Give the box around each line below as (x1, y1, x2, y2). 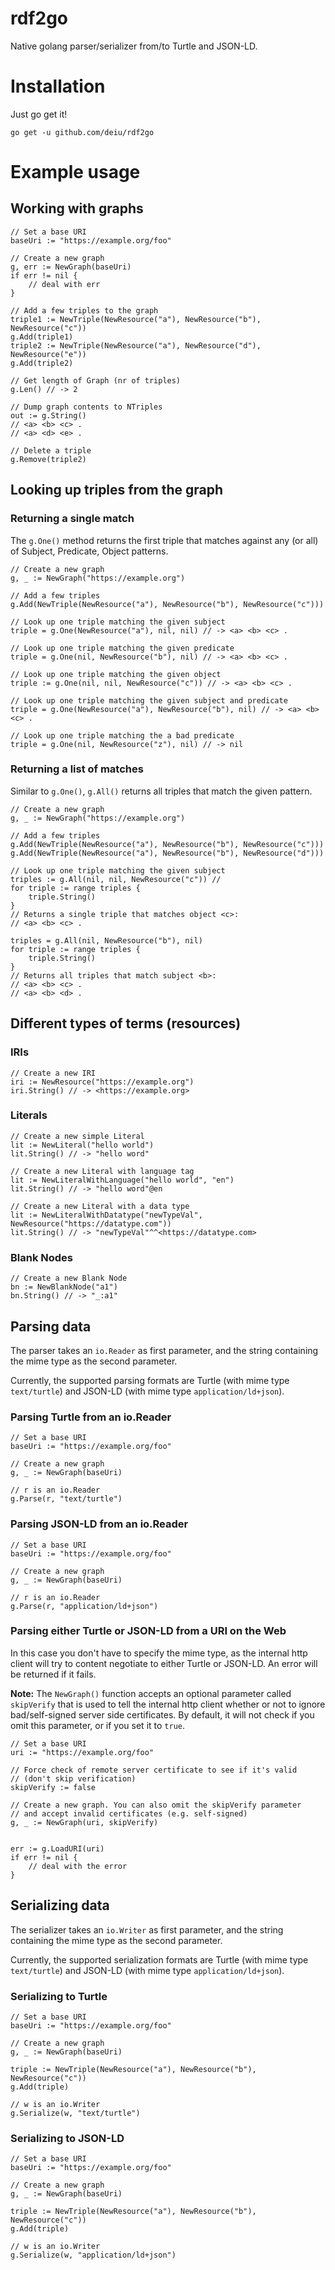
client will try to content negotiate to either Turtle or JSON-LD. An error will (10, 1657, 318, 1669)
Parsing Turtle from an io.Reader (10, 1410, 172, 1424)
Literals (10, 1108, 48, 1122)
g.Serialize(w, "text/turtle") (10, 2108, 141, 2118)
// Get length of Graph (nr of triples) (10, 375, 182, 386)
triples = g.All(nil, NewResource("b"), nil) (10, 935, 203, 946)
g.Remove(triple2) (10, 454, 87, 464)
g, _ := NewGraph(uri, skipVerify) (10, 1817, 159, 1827)
